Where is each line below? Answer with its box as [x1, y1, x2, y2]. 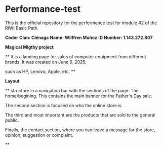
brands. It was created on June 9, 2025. [5, 59, 86, 65]
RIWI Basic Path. [5, 25, 39, 31]
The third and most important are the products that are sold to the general [5, 112, 156, 118]
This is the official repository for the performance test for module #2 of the [5, 20, 157, 26]
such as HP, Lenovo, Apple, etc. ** [5, 68, 76, 75]
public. [5, 117, 19, 123]
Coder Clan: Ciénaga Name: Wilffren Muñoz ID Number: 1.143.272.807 [5, 35, 153, 40]
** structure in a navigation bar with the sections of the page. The [5, 87, 139, 93]
